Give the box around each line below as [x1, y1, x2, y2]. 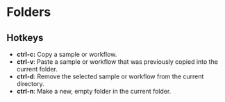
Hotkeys [6, 32, 44, 44]
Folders [6, 4, 51, 20]
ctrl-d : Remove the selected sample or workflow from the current [16, 72, 204, 80]
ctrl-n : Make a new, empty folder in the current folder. [16, 87, 172, 95]
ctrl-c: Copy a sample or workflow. [16, 50, 117, 58]
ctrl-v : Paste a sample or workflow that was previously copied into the [16, 58, 218, 66]
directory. [16, 80, 44, 87]
